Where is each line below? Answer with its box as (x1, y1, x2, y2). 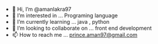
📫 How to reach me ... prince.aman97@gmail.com (11, 32, 137, 38)
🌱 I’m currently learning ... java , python (11, 18, 110, 25)
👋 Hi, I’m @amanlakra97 (11, 6, 72, 12)
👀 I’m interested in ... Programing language (11, 12, 118, 19)
